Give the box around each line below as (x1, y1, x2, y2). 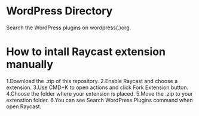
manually (6, 58, 54, 71)
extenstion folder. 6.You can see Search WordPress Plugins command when (6, 96, 193, 103)
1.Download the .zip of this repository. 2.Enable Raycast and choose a (6, 77, 178, 84)
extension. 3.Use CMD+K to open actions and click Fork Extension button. (6, 84, 189, 91)
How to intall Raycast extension (6, 45, 166, 59)
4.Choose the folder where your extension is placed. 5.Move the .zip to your (6, 90, 193, 97)
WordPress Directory (6, 4, 113, 18)
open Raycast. (6, 103, 42, 110)
